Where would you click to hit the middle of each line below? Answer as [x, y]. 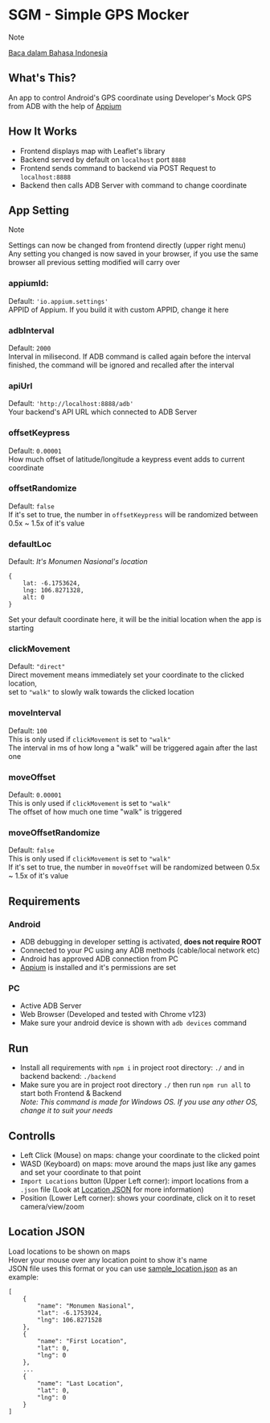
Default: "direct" [37, 666]
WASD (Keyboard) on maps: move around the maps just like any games [138, 1164]
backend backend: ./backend [68, 1077]
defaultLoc [30, 544]
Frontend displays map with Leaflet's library [92, 151]
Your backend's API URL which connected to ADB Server [103, 412]
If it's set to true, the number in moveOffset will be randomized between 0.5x [134, 867]
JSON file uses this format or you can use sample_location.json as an [123, 1268]
